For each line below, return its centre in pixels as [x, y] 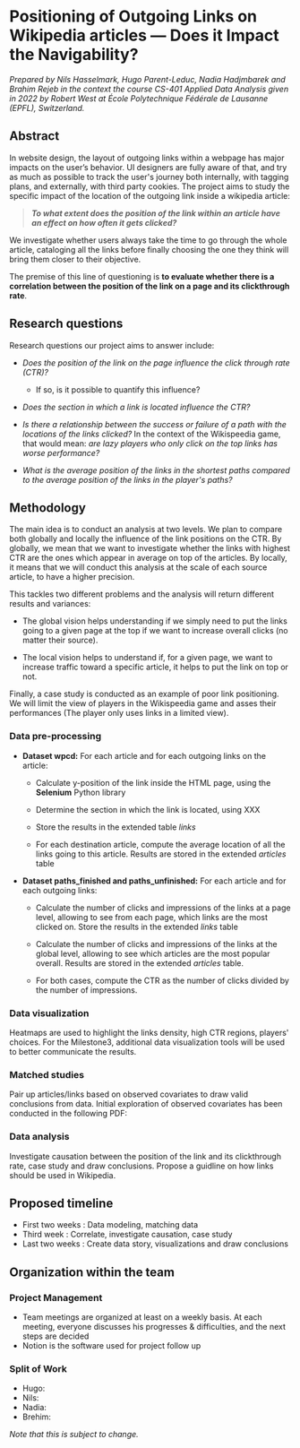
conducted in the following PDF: [69, 1114]
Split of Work [38, 1368]
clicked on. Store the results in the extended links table [137, 927]
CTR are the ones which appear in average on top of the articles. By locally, [149, 558]
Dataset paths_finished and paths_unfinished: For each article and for [154, 881]
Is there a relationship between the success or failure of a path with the [154, 424]
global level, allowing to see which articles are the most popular [153, 953]
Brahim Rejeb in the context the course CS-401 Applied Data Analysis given [149, 89]
